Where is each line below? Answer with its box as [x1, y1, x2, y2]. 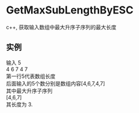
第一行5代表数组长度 [6, 73, 56, 80]
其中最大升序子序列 [6, 87, 53, 94]
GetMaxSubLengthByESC [6, 4, 134, 17]
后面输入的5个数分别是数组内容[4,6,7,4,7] [6, 80, 106, 87]
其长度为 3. [6, 101, 33, 108]
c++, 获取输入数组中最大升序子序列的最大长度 [6, 23, 117, 30]
